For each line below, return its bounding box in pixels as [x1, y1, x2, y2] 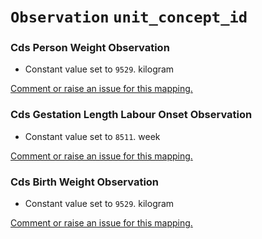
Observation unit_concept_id [10, 8, 248, 27]
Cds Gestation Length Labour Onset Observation [10, 108, 253, 122]
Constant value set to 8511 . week [24, 130, 161, 142]
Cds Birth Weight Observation [10, 175, 160, 189]
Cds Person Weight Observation [10, 41, 170, 55]
